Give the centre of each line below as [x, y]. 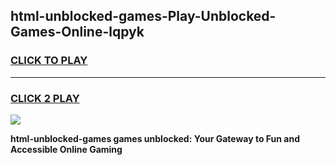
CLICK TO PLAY [49, 61]
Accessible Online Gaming [66, 149]
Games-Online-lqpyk [77, 32]
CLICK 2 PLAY [45, 98]
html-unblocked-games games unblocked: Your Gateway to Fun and [155, 138]
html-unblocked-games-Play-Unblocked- [143, 16]
